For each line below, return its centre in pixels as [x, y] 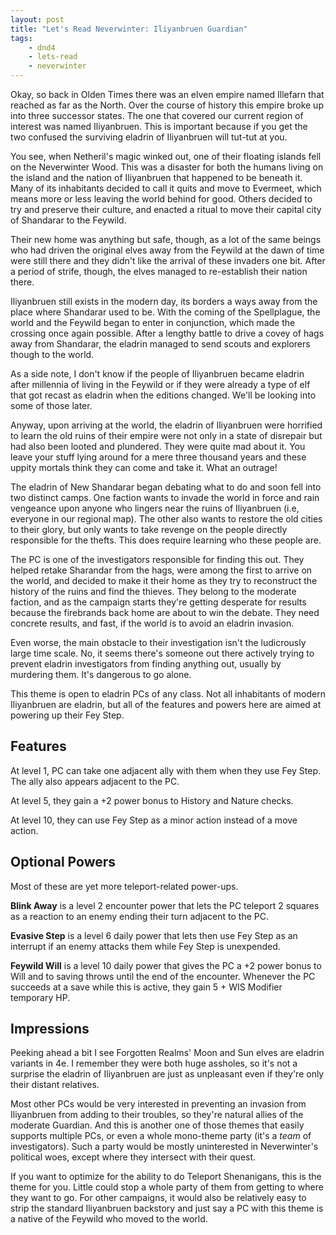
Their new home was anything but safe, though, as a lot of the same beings [166, 239]
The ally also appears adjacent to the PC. [95, 781]
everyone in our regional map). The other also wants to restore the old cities [166, 519]
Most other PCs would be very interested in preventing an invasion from [158, 1104]
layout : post [37, 19]
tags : [21, 38]
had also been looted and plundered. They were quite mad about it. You [158, 446]
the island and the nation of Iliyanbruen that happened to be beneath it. [156, 177]
